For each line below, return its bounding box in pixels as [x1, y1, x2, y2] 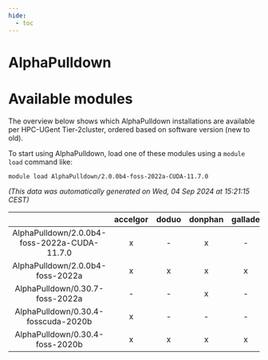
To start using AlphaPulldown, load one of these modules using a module [8, 148, 246, 158]
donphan [188, 213, 224, 225]
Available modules [8, 89, 133, 108]
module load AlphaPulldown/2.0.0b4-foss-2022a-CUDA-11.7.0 [8, 172, 209, 180]
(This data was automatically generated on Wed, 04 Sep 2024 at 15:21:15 [8, 186, 250, 196]
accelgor [114, 213, 149, 225]
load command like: [8, 157, 73, 166]
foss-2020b [35, 338, 83, 350]
